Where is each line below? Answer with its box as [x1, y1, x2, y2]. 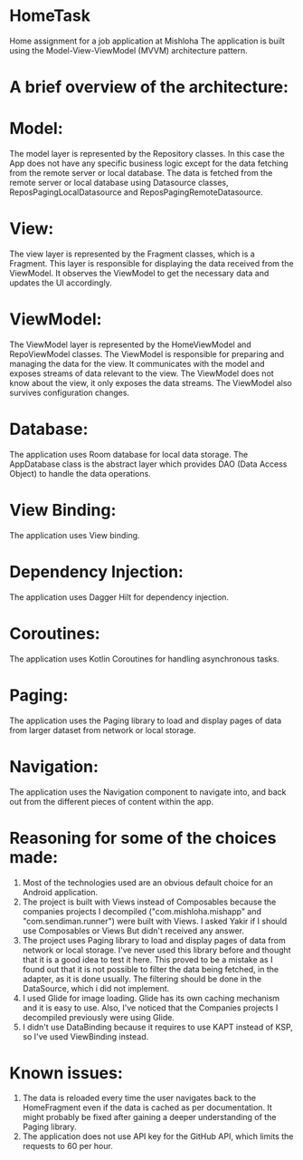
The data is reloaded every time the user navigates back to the [22, 1093, 256, 1104]
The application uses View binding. [9, 529, 140, 540]
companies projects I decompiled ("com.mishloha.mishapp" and [22, 905, 262, 916]
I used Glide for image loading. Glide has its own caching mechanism [22, 992, 280, 1003]
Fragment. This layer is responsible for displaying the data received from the [9, 258, 294, 268]
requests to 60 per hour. [22, 1141, 113, 1152]
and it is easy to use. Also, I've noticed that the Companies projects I [22, 1002, 279, 1013]
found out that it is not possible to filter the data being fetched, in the [22, 963, 279, 974]
